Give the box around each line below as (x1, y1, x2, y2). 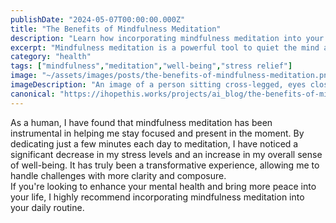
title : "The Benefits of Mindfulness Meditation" (10, 24, 222, 34)
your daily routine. (10, 201, 85, 213)
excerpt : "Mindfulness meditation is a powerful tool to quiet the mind (10, 42, 320, 53)
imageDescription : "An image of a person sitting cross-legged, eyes (10, 80, 307, 90)
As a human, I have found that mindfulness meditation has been (10, 116, 273, 128)
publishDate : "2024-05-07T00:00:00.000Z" (10, 14, 186, 25)
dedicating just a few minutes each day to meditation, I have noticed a (10, 137, 299, 150)
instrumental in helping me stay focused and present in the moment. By (10, 127, 305, 139)
